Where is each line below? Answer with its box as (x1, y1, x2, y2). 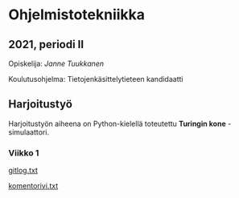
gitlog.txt (8, 166, 39, 176)
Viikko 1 (8, 147, 39, 158)
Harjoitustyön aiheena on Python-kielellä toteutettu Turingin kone (8, 119, 227, 128)
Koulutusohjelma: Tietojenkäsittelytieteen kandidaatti (8, 75, 183, 83)
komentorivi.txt (8, 181, 59, 191)
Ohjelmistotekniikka (8, 6, 146, 24)
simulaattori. (8, 127, 50, 137)
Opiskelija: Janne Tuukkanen (8, 59, 105, 68)
